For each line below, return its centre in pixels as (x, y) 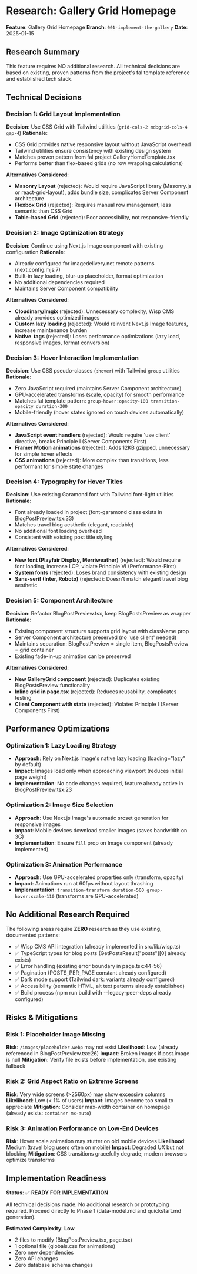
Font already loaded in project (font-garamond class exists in (89, 512)
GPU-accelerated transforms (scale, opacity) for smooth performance (99, 395)
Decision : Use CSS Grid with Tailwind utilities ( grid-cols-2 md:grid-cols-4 (97, 127)
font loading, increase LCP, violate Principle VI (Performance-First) (95, 567)
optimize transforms (30, 1160)
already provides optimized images (57, 317)
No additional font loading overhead (58, 531)
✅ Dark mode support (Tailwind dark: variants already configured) (95, 979)
